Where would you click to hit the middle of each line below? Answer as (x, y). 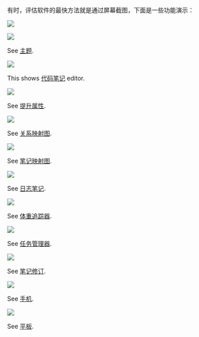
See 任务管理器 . (30, 244)
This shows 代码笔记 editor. (46, 78)
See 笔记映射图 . (30, 161)
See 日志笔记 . (27, 188)
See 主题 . (21, 51)
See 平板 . (21, 326)
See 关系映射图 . (30, 133)
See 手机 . (21, 299)
